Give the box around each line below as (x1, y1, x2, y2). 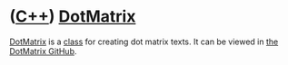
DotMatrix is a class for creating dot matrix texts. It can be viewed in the (9, 36, 279, 47)
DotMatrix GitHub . (9, 45, 77, 56)
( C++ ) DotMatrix (9, 6, 136, 27)
